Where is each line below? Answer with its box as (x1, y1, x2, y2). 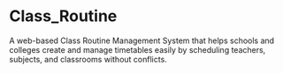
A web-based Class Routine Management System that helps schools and (9, 35, 275, 46)
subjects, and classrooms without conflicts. (9, 54, 168, 64)
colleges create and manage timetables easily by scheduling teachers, (9, 44, 266, 55)
